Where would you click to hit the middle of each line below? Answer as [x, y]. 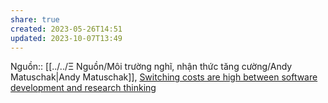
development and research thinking [83, 88]
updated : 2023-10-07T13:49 [66, 38]
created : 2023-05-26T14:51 [66, 29]
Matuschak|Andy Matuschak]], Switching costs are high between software [164, 77]
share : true [35, 19]
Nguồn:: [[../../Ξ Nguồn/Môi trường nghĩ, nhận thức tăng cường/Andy [151, 67]
